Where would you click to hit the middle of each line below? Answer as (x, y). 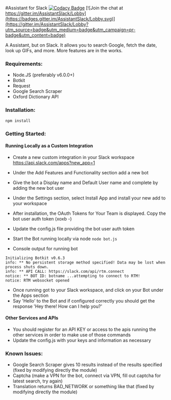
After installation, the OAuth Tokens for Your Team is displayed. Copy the (89, 213)
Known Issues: (24, 353)
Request (21, 86)
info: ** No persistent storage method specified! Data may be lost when (86, 262)
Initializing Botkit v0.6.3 (35, 258)
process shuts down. (27, 267)
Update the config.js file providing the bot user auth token (74, 229)
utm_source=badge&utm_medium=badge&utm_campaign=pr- (70, 30)
